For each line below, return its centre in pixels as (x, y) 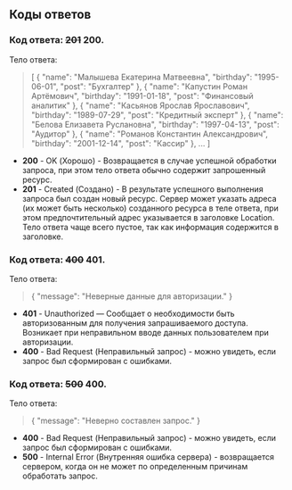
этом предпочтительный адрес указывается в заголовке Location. (148, 217)
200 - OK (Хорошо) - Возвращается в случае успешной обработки (150, 161)
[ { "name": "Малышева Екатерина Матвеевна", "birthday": (142, 77)
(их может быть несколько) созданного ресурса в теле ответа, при (150, 208)
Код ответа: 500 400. (58, 384)
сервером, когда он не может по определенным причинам (135, 467)
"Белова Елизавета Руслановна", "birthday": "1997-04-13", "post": (155, 124)
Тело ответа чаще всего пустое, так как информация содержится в (150, 227)
